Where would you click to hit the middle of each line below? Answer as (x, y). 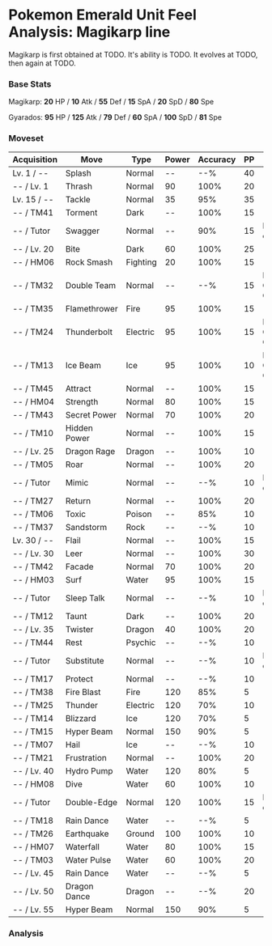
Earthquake (87, 834)
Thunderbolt (89, 332)
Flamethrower (92, 308)
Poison (139, 514)
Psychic (141, 643)
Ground (140, 834)
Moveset (26, 138)
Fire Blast (83, 692)
